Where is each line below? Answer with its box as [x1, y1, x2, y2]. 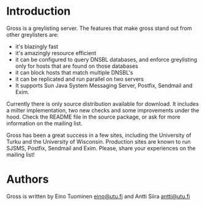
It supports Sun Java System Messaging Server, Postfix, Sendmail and [15, 81, 193, 89]
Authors [6, 172, 49, 186]
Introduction [6, 4, 71, 18]
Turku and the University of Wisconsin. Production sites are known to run [6, 138, 191, 145]
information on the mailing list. [6, 119, 83, 127]
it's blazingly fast [15, 43, 59, 50]
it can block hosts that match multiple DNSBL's [15, 68, 133, 76]
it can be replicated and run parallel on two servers [15, 75, 144, 83]
